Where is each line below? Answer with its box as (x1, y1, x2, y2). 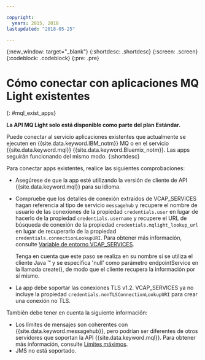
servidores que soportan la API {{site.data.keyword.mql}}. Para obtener (15, 334, 196, 342)
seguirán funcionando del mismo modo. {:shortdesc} (6, 153, 140, 160)
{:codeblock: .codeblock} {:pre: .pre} (6, 55, 99, 62)
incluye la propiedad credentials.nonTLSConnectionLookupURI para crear (15, 291, 198, 298)
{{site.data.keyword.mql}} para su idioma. (15, 183, 121, 190)
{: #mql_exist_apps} (6, 109, 56, 117)
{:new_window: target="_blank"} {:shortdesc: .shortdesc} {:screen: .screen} (6, 48, 198, 55)
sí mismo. (15, 272, 40, 280)
